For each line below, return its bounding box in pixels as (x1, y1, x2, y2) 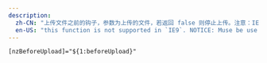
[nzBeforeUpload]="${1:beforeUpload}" (8, 48, 137, 56)
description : (8, 11, 52, 20)
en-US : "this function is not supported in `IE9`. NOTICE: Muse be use (15, 26, 258, 34)
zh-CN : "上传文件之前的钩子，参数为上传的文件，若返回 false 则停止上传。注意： (15, 19, 253, 27)
